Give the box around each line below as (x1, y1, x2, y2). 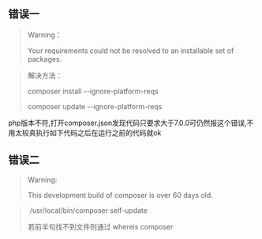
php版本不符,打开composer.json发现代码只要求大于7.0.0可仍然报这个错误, (8, 118, 247, 127)
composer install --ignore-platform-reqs (27, 86, 159, 96)
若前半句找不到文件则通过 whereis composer (27, 222, 174, 231)
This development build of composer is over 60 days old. (27, 190, 213, 199)
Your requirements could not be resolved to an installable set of (27, 46, 234, 55)
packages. (27, 54, 62, 63)
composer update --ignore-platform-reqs (27, 101, 163, 111)
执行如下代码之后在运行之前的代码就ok (35, 127, 162, 137)
